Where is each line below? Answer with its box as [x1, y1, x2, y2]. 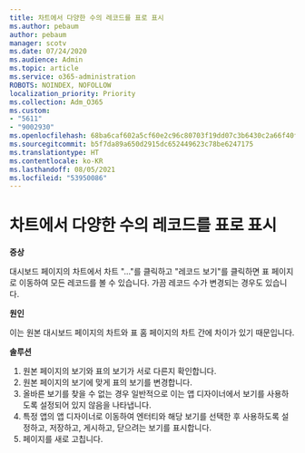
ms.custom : [9, 106, 51, 115]
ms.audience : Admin [9, 55, 84, 64]
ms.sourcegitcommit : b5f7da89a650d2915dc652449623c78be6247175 [9, 140, 254, 149]
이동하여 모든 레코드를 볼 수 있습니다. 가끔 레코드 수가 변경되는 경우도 [18, 277, 263, 288]
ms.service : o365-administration [9, 72, 136, 82]
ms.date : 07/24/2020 [9, 47, 88, 56]
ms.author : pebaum [9, 22, 79, 31]
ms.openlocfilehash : [9, 131, 88, 140]
